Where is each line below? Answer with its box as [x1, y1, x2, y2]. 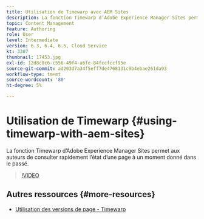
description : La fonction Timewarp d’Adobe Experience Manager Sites [6, 15, 186, 21]
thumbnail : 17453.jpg [6, 54, 61, 60]
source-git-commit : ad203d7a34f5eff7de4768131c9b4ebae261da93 [6, 65, 167, 72]
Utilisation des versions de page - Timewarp [15, 205, 126, 213]
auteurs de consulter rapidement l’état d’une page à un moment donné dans [6, 153, 196, 161]
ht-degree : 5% [6, 83, 42, 89]
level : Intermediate [6, 37, 59, 43]
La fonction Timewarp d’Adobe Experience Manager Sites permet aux [6, 147, 180, 154]
